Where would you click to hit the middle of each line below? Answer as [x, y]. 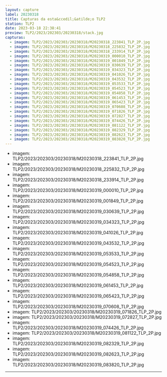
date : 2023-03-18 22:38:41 [33, 28]
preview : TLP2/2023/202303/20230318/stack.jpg [54, 33]
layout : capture [22, 10]
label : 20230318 [22, 14]
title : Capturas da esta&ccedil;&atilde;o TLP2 [55, 19]
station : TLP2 [20, 24]
